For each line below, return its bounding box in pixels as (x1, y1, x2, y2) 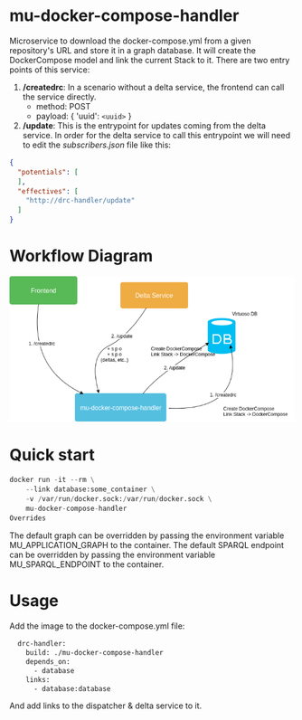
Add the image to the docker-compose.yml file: (9, 621, 185, 631)
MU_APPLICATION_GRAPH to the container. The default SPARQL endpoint (9, 539, 285, 550)
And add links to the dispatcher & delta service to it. (9, 700, 203, 711)
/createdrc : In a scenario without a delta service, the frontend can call (22, 81, 285, 92)
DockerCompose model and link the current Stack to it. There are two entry (9, 54, 290, 65)
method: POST (35, 100, 91, 111)
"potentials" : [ (17, 167, 79, 176)
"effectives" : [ (17, 186, 79, 195)
